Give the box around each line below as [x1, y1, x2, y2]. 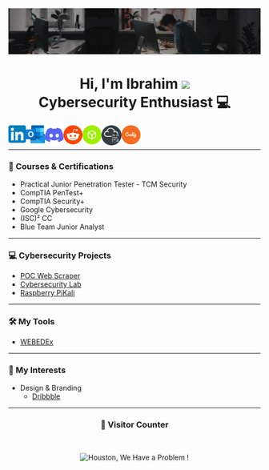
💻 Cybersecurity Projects [8, 250, 112, 261]
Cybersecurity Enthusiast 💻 [38, 93, 231, 111]
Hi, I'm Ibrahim [79, 74, 179, 93]
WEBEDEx [19, 337, 54, 347]
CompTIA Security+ [19, 196, 86, 206]
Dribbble [31, 392, 61, 401]
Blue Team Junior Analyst [19, 222, 105, 231]
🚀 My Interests [8, 364, 66, 376]
